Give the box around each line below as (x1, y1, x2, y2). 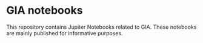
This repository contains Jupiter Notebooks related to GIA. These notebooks (6, 23, 197, 30)
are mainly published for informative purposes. (6, 29, 123, 36)
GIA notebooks (6, 4, 83, 17)
